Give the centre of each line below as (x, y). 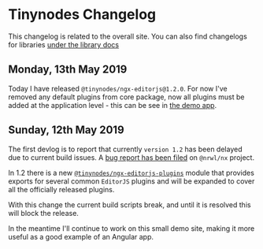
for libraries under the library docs (64, 44)
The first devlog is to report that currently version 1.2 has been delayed (125, 149)
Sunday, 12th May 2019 (66, 130)
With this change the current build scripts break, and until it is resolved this (130, 204)
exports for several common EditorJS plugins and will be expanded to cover (131, 181)
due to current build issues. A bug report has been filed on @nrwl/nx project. (131, 157)
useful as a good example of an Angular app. (81, 236)
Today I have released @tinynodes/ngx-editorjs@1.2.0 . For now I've (118, 88)
